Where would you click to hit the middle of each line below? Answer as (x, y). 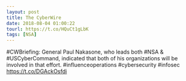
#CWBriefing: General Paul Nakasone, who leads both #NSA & (85, 52)
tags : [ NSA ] (21, 35)
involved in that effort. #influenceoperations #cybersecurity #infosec (93, 65)
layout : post (23, 12)
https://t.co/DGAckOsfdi (37, 71)
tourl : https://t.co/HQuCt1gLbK (47, 29)
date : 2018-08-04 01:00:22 (41, 23)
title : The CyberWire (34, 18)
